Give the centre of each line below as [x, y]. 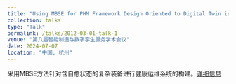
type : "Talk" [26, 27]
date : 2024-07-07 [33, 46]
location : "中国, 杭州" [40, 53]
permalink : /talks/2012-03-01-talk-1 [63, 33]
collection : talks [34, 20]
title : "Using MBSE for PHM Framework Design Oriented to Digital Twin [114, 14]
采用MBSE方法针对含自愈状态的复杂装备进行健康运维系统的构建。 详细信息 [114, 73]
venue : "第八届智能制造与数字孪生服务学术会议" [68, 40]
